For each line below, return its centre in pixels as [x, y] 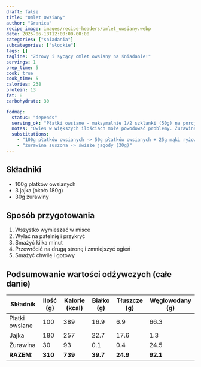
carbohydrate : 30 [28, 101]
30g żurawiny [32, 197]
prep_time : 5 [22, 67]
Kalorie [74, 300]
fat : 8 [14, 95]
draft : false [22, 12]
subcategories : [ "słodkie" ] [41, 46]
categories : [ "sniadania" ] [40, 40]
